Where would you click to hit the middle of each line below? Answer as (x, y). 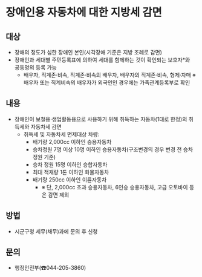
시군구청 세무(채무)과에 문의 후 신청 (56, 231)
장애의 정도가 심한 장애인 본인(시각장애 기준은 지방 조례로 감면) (88, 52)
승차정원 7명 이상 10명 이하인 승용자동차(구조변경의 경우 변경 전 (107, 149)
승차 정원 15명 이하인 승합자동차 (70, 165)
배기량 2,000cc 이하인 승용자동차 (72, 142)
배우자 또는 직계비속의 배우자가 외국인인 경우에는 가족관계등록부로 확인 (107, 83)
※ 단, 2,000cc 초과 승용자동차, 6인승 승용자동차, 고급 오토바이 (115, 187)
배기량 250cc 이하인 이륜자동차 (70, 180)
